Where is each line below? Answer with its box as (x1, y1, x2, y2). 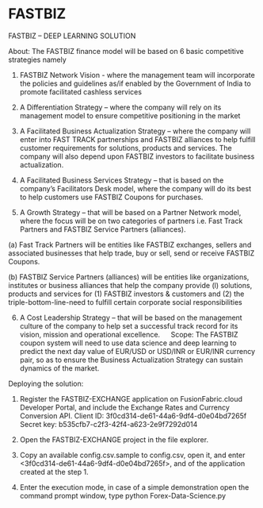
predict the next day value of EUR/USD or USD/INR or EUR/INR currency (19, 346, 256, 356)
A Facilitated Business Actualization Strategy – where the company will (19, 126, 251, 136)
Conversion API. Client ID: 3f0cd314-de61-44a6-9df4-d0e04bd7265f (19, 410, 247, 421)
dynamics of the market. (19, 363, 100, 373)
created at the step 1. (19, 467, 89, 476)
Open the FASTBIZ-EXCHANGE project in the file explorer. (19, 434, 208, 444)
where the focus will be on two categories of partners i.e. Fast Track (19, 216, 243, 225)
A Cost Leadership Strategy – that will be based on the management (19, 313, 243, 322)
